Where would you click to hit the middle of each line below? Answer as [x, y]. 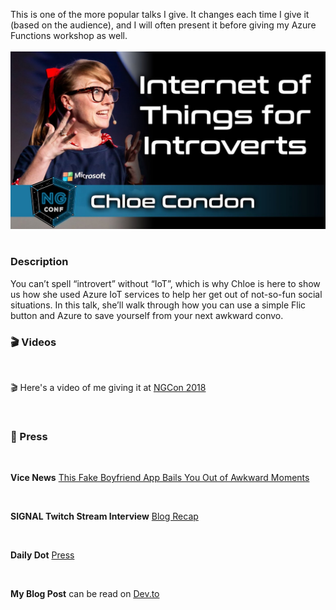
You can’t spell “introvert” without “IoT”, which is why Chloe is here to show [165, 283]
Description [39, 262]
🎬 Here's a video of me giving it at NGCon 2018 [108, 388]
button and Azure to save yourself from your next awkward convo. [147, 315]
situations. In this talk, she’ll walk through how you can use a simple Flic [158, 305]
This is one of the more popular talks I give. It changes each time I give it [160, 14]
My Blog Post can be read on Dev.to [85, 594]
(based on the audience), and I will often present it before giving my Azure [163, 25]
